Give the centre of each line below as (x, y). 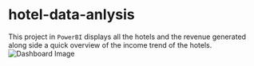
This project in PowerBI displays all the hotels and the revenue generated (127, 37)
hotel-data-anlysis (71, 15)
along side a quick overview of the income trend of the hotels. (110, 45)
